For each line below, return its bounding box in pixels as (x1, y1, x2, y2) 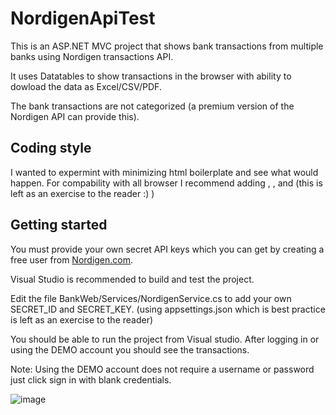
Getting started (10, 217, 108, 234)
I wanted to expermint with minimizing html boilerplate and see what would (10, 166, 319, 178)
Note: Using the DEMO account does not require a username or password (10, 363, 315, 375)
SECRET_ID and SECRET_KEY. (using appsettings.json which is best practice (10, 303, 326, 315)
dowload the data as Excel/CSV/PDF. (10, 80, 162, 92)
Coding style (10, 140, 92, 157)
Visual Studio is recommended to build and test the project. (10, 273, 255, 285)
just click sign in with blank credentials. (10, 373, 172, 386)
